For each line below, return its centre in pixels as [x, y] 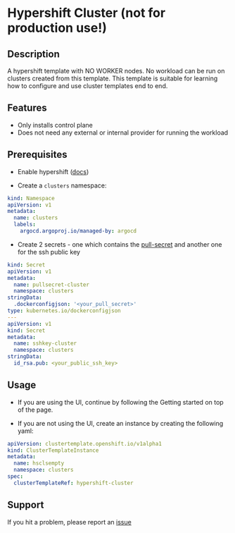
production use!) [57, 28]
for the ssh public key [49, 252]
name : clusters [36, 218]
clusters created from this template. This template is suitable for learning [113, 78]
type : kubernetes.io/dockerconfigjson [64, 311]
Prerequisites [37, 155]
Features [27, 108]
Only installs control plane [55, 125]
